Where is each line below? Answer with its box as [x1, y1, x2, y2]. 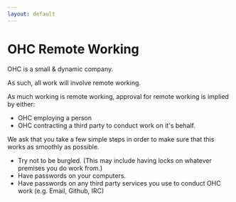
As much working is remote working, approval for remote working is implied [7, 92, 230, 100]
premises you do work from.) [17, 164, 103, 172]
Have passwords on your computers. [17, 171, 127, 180]
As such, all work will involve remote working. [7, 78, 141, 87]
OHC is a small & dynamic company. [7, 65, 114, 73]
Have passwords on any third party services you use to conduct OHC [17, 179, 222, 187]
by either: [7, 100, 36, 108]
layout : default [7, 10, 55, 18]
